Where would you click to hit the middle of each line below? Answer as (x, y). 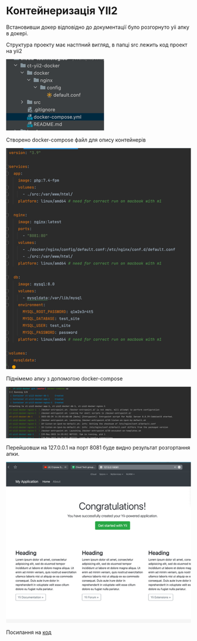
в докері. (17, 33)
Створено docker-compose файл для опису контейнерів (76, 140)
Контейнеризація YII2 (62, 11)
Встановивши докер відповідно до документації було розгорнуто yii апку (98, 27)
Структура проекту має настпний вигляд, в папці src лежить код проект (97, 45)
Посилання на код (29, 632)
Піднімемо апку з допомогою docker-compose (64, 378)
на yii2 (14, 51)
